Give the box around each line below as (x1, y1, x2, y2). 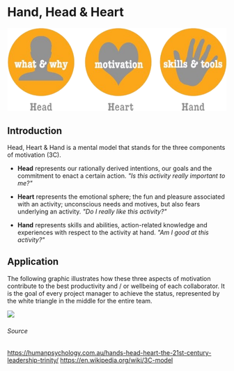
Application (7, 256, 59, 268)
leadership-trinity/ (7, 356, 59, 365)
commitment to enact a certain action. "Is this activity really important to (17, 172, 226, 180)
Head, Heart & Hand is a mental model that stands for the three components (7, 144, 226, 152)
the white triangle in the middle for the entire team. (7, 296, 153, 305)
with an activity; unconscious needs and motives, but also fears (17, 200, 201, 209)
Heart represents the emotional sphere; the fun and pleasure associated (17, 192, 225, 201)
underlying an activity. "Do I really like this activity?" (17, 207, 167, 216)
